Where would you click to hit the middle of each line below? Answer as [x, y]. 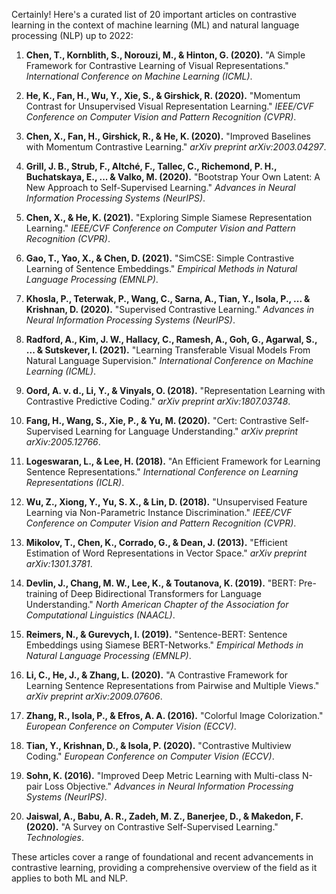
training [41, 593]
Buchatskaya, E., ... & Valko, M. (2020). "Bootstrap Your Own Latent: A [173, 177]
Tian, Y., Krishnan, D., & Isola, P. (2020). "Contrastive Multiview [158, 745]
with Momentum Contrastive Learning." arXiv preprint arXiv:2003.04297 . [176, 147]
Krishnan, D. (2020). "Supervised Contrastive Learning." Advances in [170, 309]
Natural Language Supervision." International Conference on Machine [169, 360]
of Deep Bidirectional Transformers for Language [160, 593]
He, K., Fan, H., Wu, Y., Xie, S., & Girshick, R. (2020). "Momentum [163, 95]
